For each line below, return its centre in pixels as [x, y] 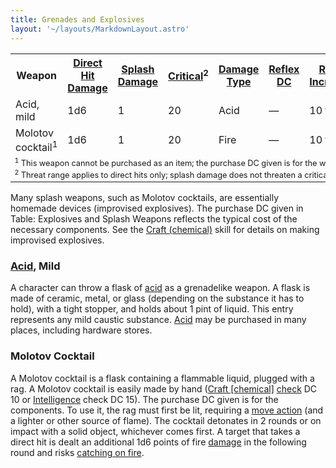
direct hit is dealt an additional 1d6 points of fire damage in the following [158, 442]
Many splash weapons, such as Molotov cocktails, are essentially [145, 198]
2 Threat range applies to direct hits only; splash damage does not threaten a [158, 173]
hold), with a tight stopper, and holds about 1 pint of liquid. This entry [152, 309]
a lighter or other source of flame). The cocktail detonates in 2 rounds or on [166, 420]
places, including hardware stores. [81, 330]
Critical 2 [188, 75]
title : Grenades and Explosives [77, 19]
